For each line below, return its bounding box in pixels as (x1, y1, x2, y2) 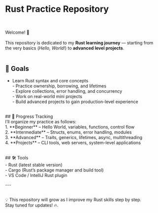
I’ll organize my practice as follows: (5, 118, 77, 124)
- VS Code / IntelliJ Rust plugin (5, 172, 67, 178)
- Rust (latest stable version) (5, 162, 63, 168)
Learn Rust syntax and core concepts (12, 77, 89, 83)
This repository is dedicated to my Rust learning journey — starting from (5, 39, 154, 45)
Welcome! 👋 (5, 29, 30, 35)
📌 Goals (5, 65, 30, 73)
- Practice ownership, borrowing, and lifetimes (12, 83, 107, 89)
